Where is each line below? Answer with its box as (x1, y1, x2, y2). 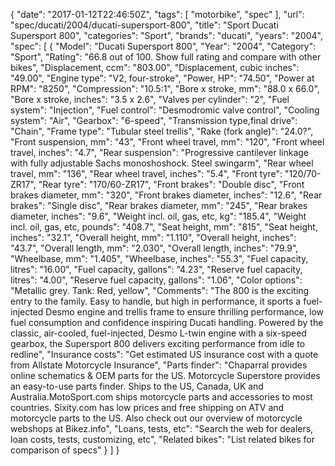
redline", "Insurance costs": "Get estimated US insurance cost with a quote (10, 349, 319, 360)
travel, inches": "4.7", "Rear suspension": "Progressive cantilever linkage (10, 147, 309, 158)
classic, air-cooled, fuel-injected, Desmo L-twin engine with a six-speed (10, 327, 307, 339)
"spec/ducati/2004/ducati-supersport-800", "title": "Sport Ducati (10, 19, 279, 31)
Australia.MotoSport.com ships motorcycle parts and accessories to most (10, 391, 313, 403)
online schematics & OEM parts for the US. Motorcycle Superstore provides (10, 370, 321, 381)
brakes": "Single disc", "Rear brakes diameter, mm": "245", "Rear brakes (10, 200, 308, 211)
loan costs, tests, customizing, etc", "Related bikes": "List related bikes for (10, 434, 316, 445)
